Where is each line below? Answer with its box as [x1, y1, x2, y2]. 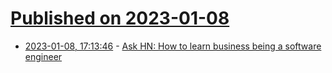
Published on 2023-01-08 [10, 7, 230, 30]
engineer [24, 50, 63, 62]
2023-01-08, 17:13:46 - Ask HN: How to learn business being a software [24, 40, 322, 52]
